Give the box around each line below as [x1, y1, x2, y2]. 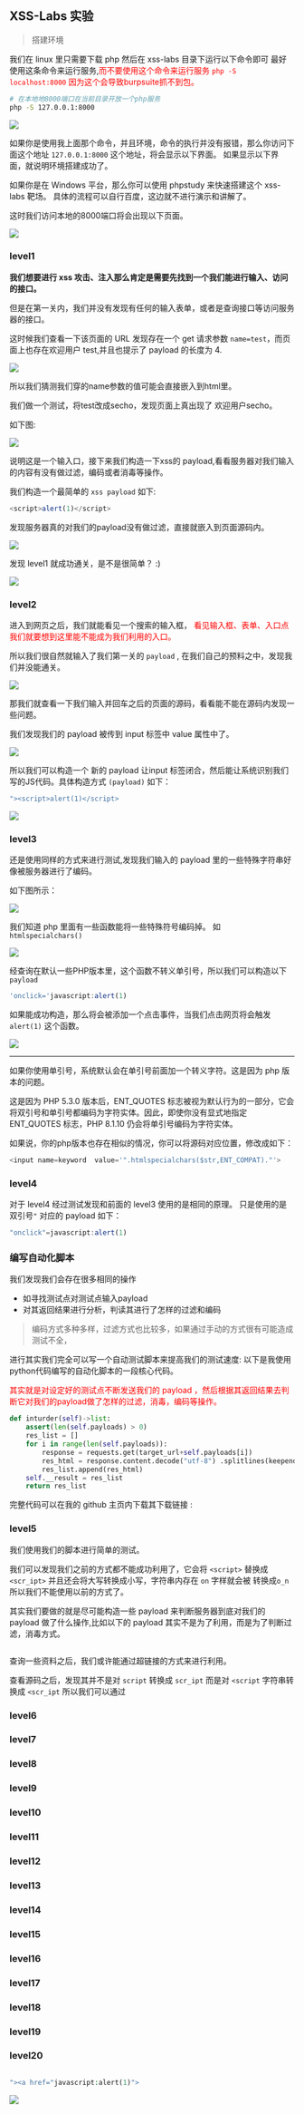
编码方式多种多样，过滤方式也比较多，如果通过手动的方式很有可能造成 [31, 1324, 294, 1334]
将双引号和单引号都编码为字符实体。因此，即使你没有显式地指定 [9, 1107, 247, 1118]
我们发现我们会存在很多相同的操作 [9, 1274, 137, 1285]
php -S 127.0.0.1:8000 [9, 102, 95, 112]
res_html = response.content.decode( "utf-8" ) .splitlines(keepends [42, 1456, 301, 1466]
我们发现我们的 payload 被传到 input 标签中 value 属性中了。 [9, 729, 234, 740]
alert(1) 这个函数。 [9, 1021, 84, 1032]
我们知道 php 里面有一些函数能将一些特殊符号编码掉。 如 [9, 921, 222, 932]
